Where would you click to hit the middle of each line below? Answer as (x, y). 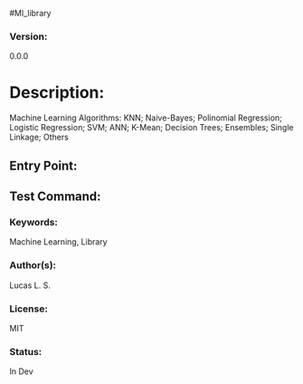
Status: (26, 351)
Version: (28, 36)
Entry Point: (43, 165)
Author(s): (33, 265)
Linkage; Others (39, 137)
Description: (57, 93)
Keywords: (34, 222)
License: (28, 309)
